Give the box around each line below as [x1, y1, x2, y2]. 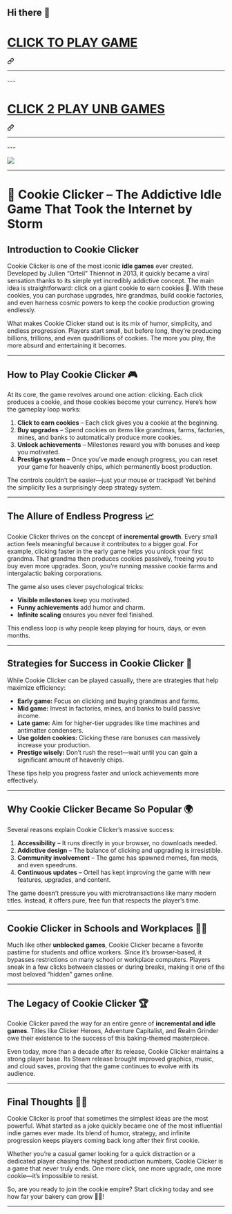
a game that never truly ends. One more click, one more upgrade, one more [7, 1164, 222, 1173]
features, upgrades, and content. [17, 875, 111, 884]
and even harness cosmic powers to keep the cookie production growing [7, 298, 215, 307]
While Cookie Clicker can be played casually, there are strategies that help [7, 676, 219, 684]
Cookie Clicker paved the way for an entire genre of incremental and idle [7, 1019, 216, 1028]
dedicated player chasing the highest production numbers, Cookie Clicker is [7, 1157, 223, 1165]
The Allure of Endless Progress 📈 [7, 510, 155, 522]
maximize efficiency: [7, 683, 66, 691]
